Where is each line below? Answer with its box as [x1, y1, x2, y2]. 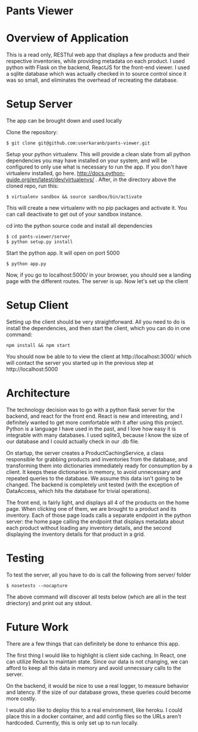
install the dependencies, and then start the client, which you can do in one [6, 325, 190, 331]
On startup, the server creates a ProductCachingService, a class [6, 449, 164, 457]
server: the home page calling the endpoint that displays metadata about [6, 517, 184, 525]
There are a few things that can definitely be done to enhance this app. [6, 640, 180, 647]
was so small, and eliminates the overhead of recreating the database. [6, 76, 178, 84]
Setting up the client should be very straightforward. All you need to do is [6, 318, 186, 325]
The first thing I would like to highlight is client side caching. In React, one [6, 652, 187, 659]
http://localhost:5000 [6, 365, 58, 373]
